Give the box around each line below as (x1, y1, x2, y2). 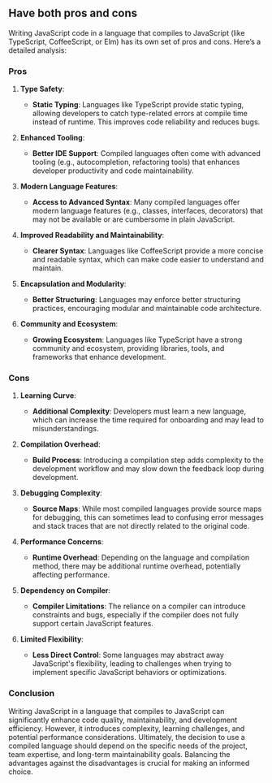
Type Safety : (19, 84, 65, 94)
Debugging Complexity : (19, 488, 103, 498)
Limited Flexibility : (19, 634, 84, 644)
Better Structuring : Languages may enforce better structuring (32, 295, 241, 305)
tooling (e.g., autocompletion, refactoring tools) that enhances (32, 158, 240, 167)
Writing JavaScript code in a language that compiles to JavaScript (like (8, 28, 245, 37)
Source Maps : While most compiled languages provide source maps (32, 504, 262, 514)
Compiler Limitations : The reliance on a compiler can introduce (32, 601, 246, 612)
